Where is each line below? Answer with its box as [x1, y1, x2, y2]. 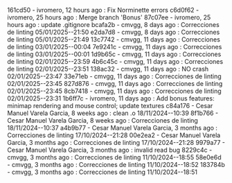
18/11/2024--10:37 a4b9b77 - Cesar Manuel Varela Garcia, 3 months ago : [7, 124, 218, 132]
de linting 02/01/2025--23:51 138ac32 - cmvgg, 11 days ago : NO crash [7, 65, 209, 73]
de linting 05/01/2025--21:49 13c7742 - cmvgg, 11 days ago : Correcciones [7, 35, 220, 44]
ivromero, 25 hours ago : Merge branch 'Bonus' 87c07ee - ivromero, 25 [7, 13, 211, 21]
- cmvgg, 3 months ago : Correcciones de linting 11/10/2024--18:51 [7, 168, 197, 176]
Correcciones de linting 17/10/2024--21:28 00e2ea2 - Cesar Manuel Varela [7, 131, 221, 139]
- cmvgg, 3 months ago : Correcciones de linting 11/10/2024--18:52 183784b [7, 161, 225, 168]
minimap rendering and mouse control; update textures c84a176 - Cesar [7, 102, 213, 110]
